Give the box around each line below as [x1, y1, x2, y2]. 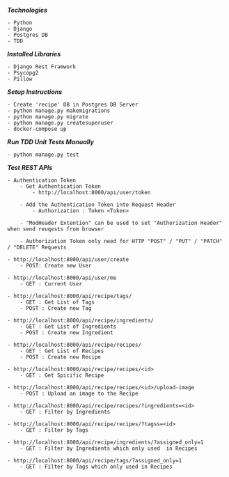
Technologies [7, 6, 47, 14]
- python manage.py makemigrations [7, 107, 111, 114]
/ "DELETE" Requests [7, 244, 68, 251]
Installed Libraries [7, 50, 61, 58]
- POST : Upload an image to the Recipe [19, 390, 139, 397]
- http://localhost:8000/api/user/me [7, 274, 117, 281]
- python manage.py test [7, 151, 79, 158]
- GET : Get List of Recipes [19, 347, 104, 354]
